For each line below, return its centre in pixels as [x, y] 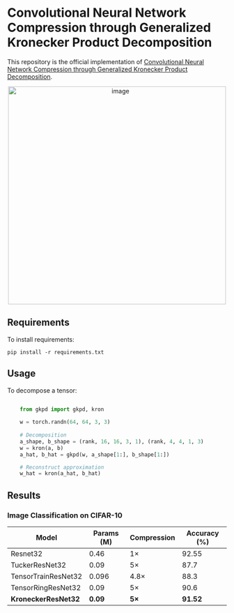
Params [106, 533]
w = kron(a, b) [42, 448]
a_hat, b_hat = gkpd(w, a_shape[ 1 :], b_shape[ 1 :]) [95, 455]
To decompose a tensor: [42, 390]
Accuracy [203, 533]
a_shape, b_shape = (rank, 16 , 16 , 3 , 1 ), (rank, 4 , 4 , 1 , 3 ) [112, 441]
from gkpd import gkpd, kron [62, 409]
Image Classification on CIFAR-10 [65, 515]
